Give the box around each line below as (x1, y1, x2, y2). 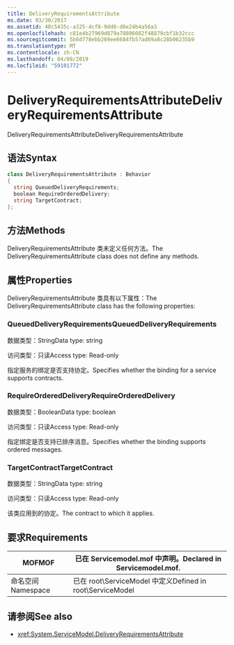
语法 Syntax (7, 151, 57, 164)
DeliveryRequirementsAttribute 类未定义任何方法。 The (7, 244, 164, 253)
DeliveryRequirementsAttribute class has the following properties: (7, 302, 196, 311)
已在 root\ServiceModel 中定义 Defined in (72, 576, 207, 586)
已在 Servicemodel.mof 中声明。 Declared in (75, 554, 221, 563)
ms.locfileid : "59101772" (7, 62, 82, 69)
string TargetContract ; (13, 197, 82, 204)
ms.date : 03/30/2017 (7, 17, 68, 24)
